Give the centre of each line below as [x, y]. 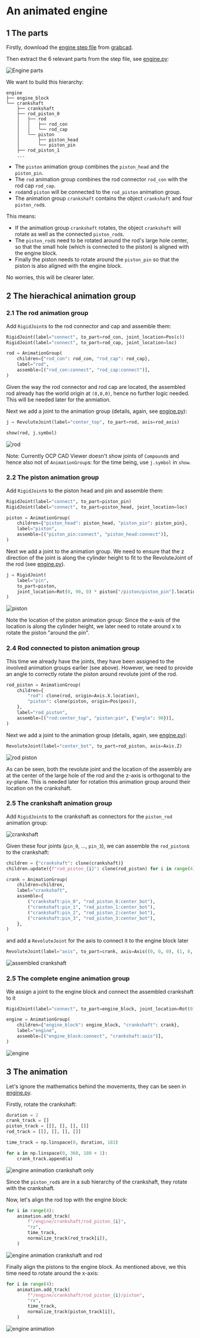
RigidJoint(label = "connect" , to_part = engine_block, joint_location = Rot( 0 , [101, 1009]
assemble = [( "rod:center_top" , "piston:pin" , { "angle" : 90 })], [96, 718]
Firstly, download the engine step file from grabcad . [70, 47]
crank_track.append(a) [45, 1158]
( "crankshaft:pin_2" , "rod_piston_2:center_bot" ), [92, 913]
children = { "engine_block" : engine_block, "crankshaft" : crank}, [98, 1025]
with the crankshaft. [31, 1188]
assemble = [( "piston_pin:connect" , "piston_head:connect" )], [93, 534]
